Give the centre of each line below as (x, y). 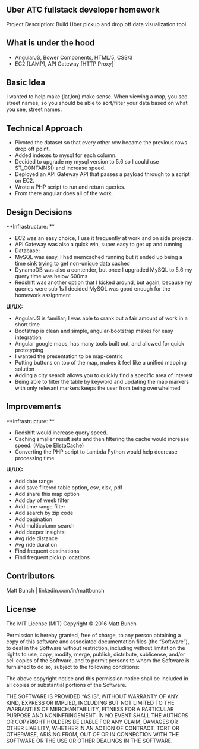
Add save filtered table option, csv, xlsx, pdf (69, 487)
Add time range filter (40, 506)
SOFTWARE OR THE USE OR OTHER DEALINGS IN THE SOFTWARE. (89, 741)
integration (28, 337)
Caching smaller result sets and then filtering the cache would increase (102, 439)
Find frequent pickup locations (52, 557)
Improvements (34, 407)
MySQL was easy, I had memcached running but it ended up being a (99, 257)
